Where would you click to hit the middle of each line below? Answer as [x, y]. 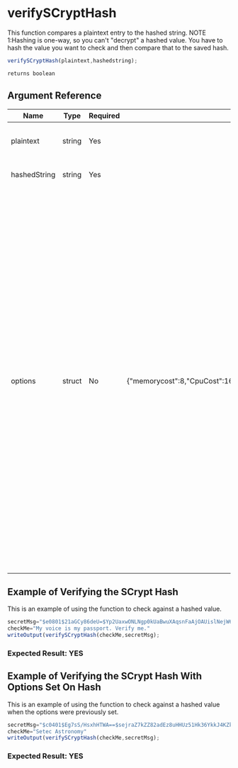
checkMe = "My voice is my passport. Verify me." [79, 628]
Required [104, 115]
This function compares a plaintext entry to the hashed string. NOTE [107, 33]
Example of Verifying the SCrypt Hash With [105, 676]
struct [72, 380]
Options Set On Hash [54, 688]
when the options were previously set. [63, 712]
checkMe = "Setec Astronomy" [47, 731]
